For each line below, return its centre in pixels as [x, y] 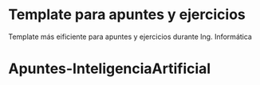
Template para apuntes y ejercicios [127, 15]
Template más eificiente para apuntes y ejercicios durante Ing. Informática [130, 37]
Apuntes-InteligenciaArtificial [110, 69]
